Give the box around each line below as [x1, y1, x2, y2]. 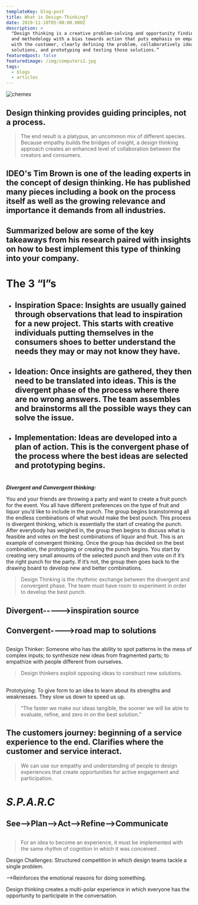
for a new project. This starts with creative [14, 319, 174, 329]
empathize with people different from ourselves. [6, 658, 123, 665]
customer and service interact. [6, 746, 122, 756]
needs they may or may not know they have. [14, 347, 181, 357]
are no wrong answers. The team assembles [14, 394, 181, 404]
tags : [6, 63, 19, 70]
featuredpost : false [6, 53, 57, 58]
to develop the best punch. [20, 589, 87, 596]
